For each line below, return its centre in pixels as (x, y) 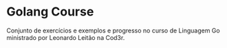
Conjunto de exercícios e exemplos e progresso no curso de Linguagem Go (113, 30)
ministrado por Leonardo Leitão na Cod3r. (66, 37)
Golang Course (50, 12)
